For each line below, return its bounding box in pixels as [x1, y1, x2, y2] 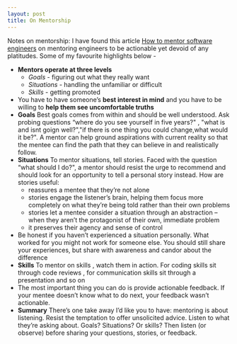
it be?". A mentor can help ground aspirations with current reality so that [17, 132, 229, 142]
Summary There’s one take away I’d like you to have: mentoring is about [17, 306, 229, 314]
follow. [17, 148, 37, 156]
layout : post [7, 10, 46, 18]
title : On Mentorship [7, 17, 71, 24]
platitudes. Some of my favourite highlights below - [7, 51, 157, 60]
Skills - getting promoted [28, 88, 101, 96]
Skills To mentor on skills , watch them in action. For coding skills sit [17, 260, 217, 269]
